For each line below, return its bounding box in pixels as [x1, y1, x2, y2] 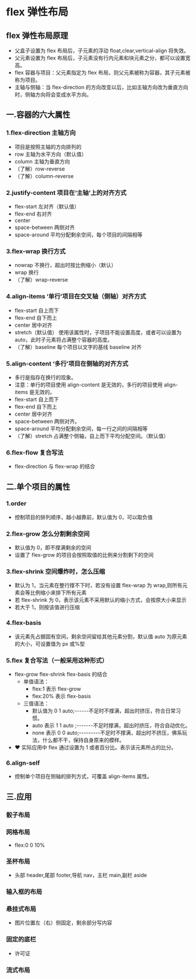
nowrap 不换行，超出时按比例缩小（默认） [14, 262, 117, 269]
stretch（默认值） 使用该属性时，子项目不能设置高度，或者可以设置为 [14, 328, 182, 336]
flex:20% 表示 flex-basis [32, 693, 91, 700]
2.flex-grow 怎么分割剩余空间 [6, 529, 90, 538]
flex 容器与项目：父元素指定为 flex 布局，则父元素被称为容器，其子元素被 [14, 69, 191, 76]
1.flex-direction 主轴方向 [6, 129, 76, 137]
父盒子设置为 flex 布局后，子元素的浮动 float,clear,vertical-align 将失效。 [14, 47, 189, 54]
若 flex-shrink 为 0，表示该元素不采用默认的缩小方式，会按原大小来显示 [14, 597, 187, 604]
